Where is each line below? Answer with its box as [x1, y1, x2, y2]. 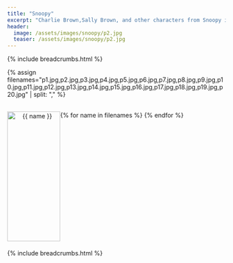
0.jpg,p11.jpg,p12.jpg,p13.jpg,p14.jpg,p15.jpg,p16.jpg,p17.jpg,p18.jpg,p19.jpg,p [7, 83, 223, 91]
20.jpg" [7, 91, 29, 99]
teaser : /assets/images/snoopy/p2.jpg [13, 36, 126, 43]
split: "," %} [33, 91, 66, 99]
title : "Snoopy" [7, 10, 54, 17]
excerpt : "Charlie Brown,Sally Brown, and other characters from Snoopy [7, 17, 222, 24]
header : [7, 23, 30, 30]
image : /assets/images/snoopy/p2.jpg [13, 29, 123, 37]
